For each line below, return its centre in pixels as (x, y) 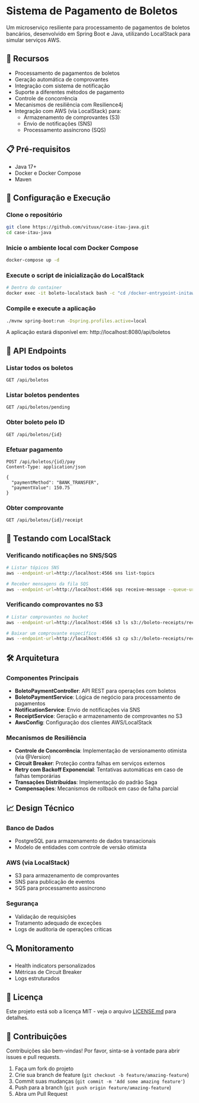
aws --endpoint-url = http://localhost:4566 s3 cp (67, 639)
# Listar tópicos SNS (33, 568)
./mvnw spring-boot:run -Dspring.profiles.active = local (76, 321)
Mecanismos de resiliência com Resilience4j (69, 105)
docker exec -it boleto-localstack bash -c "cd (66, 293)
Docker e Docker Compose (48, 173)
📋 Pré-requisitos (38, 149)
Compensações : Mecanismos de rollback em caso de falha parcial (97, 789)
